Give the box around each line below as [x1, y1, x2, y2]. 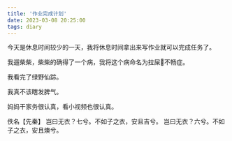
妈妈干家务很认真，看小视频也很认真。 [7, 103, 117, 111]
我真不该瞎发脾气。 [7, 88, 63, 96]
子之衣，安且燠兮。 [7, 126, 63, 135]
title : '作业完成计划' [7, 10, 67, 17]
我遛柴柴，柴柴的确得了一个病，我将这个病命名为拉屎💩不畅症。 [7, 58, 189, 66]
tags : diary [7, 23, 42, 30]
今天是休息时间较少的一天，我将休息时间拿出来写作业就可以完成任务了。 [7, 43, 215, 52]
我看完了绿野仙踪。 [7, 73, 63, 81]
